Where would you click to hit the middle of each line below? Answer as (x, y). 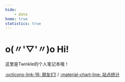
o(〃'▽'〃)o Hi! (37, 49)
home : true (16, 19)
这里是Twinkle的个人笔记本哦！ (37, 64)
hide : (11, 10)
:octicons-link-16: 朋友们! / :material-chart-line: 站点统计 (62, 75)
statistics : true (23, 23)
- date (21, 14)
